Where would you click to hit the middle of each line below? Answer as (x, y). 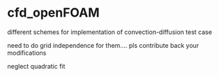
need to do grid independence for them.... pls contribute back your (103, 45)
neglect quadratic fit (36, 66)
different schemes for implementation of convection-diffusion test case (110, 32)
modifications (27, 53)
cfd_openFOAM (53, 13)
